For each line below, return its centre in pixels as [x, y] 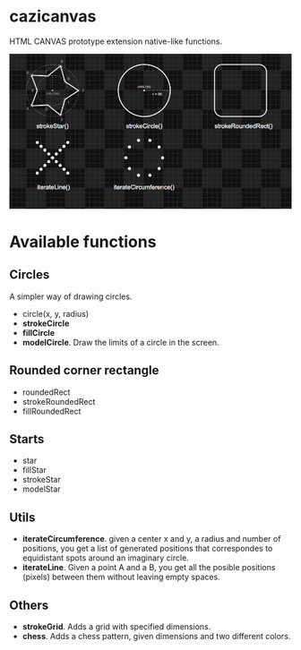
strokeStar [41, 480]
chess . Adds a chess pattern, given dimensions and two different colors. [156, 637]
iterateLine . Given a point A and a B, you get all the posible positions [149, 568]
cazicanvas [53, 17]
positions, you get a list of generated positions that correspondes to [147, 549]
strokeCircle [46, 323]
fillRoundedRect [52, 411]
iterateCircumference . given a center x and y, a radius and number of [151, 539]
